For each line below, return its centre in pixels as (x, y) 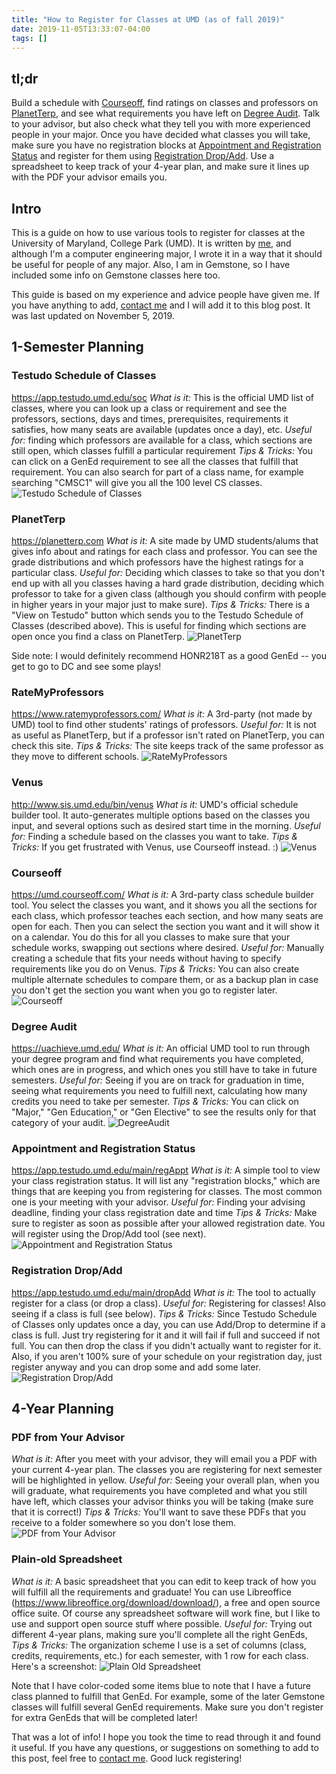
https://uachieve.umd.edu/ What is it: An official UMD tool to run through (161, 1048)
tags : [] (29, 38)
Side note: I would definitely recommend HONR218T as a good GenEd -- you (169, 655)
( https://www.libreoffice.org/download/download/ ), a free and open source (166, 1602)
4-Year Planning (62, 1409)
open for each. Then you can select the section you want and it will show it (165, 926)
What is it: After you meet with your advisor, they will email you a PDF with (164, 1459)
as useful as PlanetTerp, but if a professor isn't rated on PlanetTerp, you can (168, 735)
